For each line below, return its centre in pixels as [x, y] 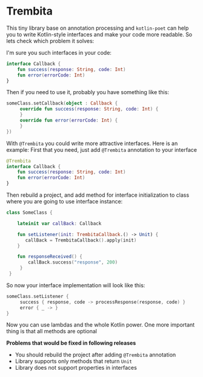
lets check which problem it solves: [50, 41]
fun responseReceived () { [50, 257]
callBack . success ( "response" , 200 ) [73, 262]
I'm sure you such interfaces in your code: [59, 52]
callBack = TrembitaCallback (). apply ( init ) [81, 240]
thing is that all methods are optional [52, 331]
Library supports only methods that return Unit [73, 361]
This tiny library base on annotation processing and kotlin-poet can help [98, 28]
